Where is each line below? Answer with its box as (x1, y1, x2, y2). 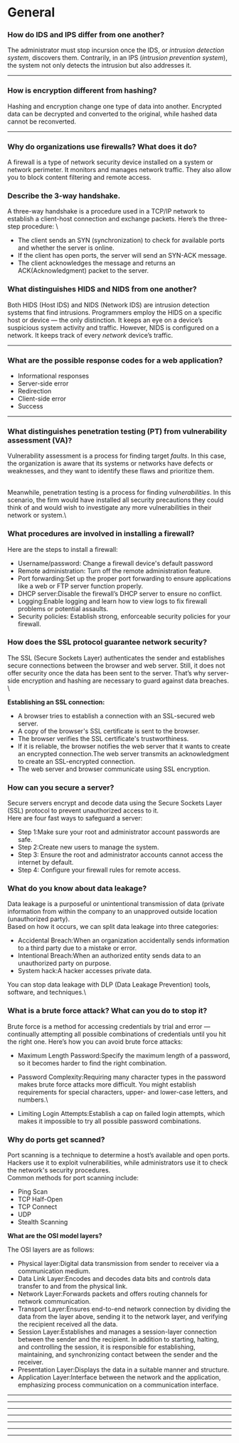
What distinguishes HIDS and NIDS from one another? (7, 284, 197, 294)
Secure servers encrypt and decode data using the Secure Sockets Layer (7, 799, 223, 808)
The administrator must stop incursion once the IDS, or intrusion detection (7, 46, 225, 54)
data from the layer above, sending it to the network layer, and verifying (17, 1312, 228, 1321)
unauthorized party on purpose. (17, 959, 112, 967)
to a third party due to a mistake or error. (17, 944, 137, 952)
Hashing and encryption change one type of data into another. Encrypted (7, 101, 222, 111)
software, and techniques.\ (7, 988, 87, 997)
